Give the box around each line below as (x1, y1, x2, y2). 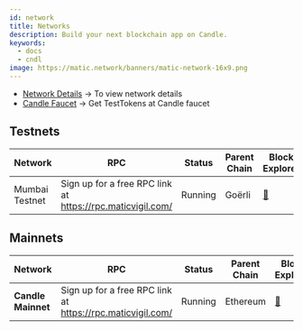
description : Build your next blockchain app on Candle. (9, 30, 228, 39)
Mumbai (14, 182, 49, 195)
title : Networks (9, 22, 70, 31)
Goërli (225, 188, 251, 201)
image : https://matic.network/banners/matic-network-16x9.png (9, 64, 248, 73)
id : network (9, 13, 54, 23)
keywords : (9, 38, 47, 48)
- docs (17, 47, 42, 56)
